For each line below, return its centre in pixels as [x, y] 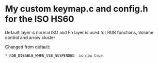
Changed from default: [28, 47]
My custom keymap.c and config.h [77, 9]
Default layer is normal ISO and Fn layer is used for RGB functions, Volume [79, 32]
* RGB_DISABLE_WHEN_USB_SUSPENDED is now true [54, 56]
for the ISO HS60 [39, 19]
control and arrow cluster [30, 38]
